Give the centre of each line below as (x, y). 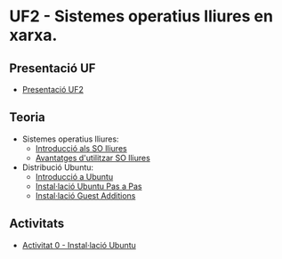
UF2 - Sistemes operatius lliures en (141, 16)
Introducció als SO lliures (81, 148)
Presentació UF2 (53, 89)
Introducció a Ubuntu (74, 176)
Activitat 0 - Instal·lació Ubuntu (79, 245)
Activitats (37, 224)
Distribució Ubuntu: (58, 167)
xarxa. (33, 35)
